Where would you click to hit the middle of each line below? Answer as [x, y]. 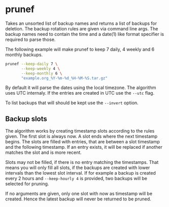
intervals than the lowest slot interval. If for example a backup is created [81, 173]
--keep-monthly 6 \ [42, 73]
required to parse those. [30, 39]
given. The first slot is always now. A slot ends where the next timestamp [81, 136]
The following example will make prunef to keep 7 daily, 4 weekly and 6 [80, 49]
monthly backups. [24, 55]
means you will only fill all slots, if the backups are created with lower [78, 168]
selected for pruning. [27, 184]
